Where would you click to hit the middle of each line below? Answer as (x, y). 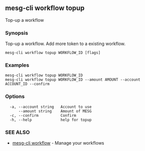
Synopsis (17, 33)
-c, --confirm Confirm (43, 115)
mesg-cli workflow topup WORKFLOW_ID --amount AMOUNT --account (73, 80)
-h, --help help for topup (51, 120)
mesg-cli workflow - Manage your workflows (58, 143)
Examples (17, 65)
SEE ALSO (18, 132)
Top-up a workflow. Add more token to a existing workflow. (65, 44)
